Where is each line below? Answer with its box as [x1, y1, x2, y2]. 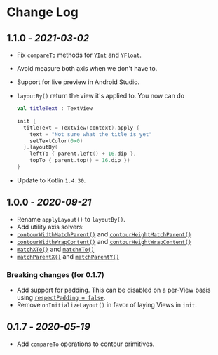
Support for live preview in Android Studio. [16, 78, 140, 86]
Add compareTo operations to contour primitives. [16, 340, 155, 348]
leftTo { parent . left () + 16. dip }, [29, 150, 137, 158]
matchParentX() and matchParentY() [16, 252, 120, 260]
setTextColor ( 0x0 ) [29, 138, 83, 145]
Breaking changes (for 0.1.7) [6, 269, 104, 279]
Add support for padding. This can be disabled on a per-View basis [16, 286, 211, 294]
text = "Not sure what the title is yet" [29, 130, 152, 138]
